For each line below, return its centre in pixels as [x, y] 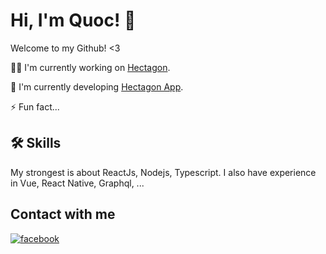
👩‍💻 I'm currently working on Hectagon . [90, 67]
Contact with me [63, 214]
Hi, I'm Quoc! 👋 [73, 20]
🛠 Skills [36, 143]
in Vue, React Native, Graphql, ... [77, 183]
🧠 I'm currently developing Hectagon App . [97, 86]
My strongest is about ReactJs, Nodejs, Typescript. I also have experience [163, 172]
